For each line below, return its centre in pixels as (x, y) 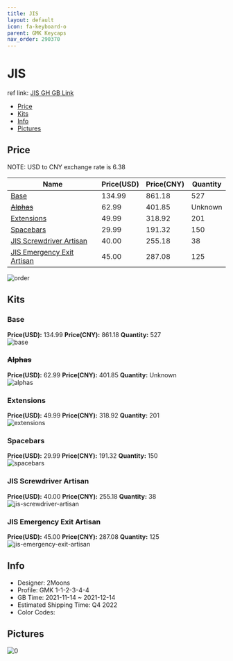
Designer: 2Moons (44, 583)
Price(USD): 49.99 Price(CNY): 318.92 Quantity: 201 (83, 415)
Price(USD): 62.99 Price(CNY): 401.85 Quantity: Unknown (92, 375)
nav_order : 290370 (34, 40)
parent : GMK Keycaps (37, 33)
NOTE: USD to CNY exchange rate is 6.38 (67, 166)
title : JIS (23, 14)
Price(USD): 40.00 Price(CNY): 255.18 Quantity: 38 (82, 496)
